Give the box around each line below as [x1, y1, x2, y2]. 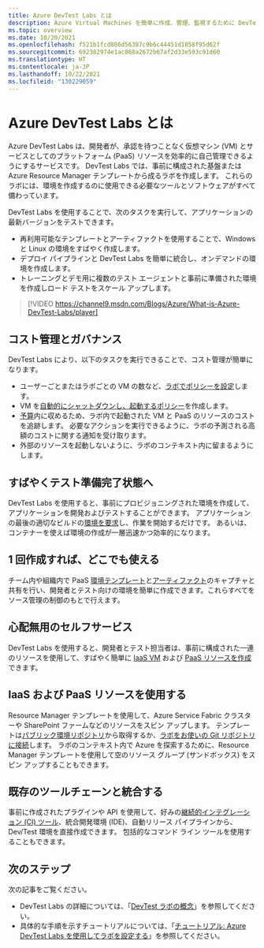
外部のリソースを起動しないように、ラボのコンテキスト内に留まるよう [19, 441, 247, 450]
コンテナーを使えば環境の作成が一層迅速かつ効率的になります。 [8, 528, 215, 537]
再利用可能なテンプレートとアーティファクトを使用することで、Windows [19, 234, 256, 244]
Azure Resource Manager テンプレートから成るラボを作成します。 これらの [8, 171, 253, 181]
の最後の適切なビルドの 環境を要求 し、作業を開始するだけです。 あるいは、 [8, 518, 251, 528]
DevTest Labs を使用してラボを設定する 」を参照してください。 [19, 931, 225, 941]
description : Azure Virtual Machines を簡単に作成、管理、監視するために [8, 19, 235, 27]
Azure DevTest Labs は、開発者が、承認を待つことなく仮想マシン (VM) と [8, 141, 247, 151]
